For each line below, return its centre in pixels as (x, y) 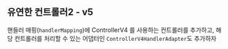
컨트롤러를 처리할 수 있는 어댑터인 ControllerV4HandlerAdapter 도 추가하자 (115, 38)
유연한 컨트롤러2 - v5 (50, 12)
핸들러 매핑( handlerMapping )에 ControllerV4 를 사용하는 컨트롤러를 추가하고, (111, 30)
